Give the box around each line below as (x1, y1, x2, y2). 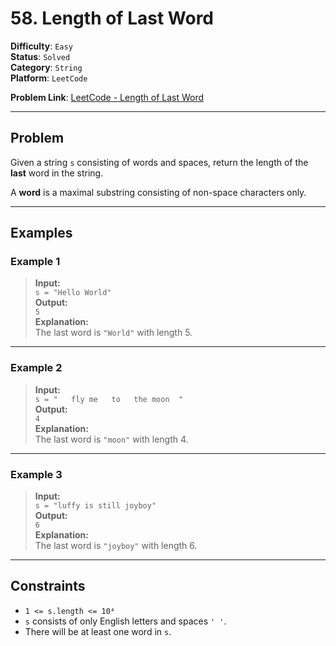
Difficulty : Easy (10, 40, 73, 52)
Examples (10, 225, 73, 242)
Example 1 (10, 255, 61, 269)
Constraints (10, 578, 86, 595)
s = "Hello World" (34, 288, 112, 298)
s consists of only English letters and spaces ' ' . (24, 615, 227, 627)
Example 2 (10, 361, 63, 375)
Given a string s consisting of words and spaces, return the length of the (10, 156, 309, 168)
